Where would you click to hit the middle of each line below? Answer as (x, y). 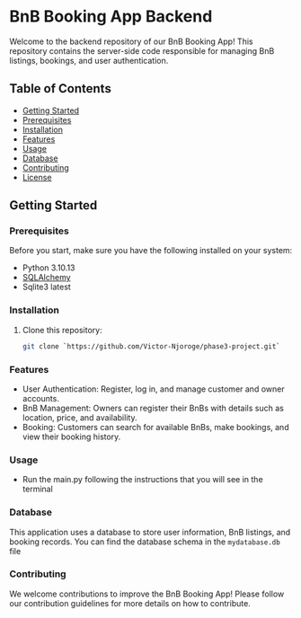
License (37, 177)
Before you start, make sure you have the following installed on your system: (151, 251)
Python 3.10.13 (49, 268)
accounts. (41, 398)
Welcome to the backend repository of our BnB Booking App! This (131, 41)
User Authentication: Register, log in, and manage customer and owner (153, 389)
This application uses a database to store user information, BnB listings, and (150, 532)
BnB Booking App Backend (111, 17)
